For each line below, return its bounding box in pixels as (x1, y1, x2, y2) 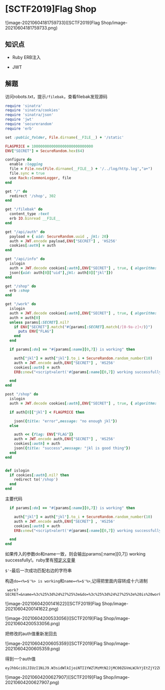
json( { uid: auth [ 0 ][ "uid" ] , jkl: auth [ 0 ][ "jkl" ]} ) (9, 270, 113, 275)
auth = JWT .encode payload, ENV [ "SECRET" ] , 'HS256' (9, 239, 118, 243)
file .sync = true (9, 171, 45, 176)
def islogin (5, 468, 29, 473)
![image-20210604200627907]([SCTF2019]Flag (5, 674, 102, 680)
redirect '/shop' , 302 (9, 193, 56, 198)
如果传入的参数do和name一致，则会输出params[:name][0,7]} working (5, 551, 146, 557)
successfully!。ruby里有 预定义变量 (5, 557, 76, 563)
